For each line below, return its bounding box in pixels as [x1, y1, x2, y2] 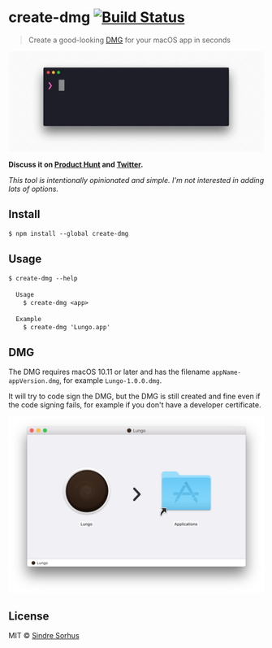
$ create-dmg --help [8, 275, 79, 283]
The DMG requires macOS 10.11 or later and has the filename [8, 367, 211, 376]
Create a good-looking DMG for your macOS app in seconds [28, 35, 231, 45]
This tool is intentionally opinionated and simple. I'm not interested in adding [8, 175, 265, 185]
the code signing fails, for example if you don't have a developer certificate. [8, 399, 261, 410]
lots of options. [8, 184, 59, 194]
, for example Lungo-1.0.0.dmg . [59, 375, 162, 385]
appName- [211, 368, 242, 376]
